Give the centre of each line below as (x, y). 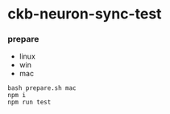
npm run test (29, 102)
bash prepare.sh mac (42, 88)
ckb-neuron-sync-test (85, 14)
